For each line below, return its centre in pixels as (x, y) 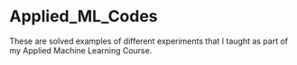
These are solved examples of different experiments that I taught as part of (149, 41)
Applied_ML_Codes (84, 16)
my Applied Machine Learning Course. (81, 50)
